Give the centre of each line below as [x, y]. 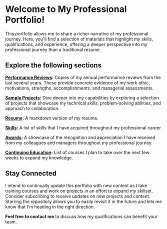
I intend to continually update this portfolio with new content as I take [76, 185]
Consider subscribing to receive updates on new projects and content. [78, 196]
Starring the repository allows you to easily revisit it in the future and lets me [84, 201]
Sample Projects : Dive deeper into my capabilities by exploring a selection [82, 97]
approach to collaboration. [32, 108]
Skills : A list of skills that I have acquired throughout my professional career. [84, 127]
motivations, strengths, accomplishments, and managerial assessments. [79, 88]
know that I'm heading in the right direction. [50, 206]
